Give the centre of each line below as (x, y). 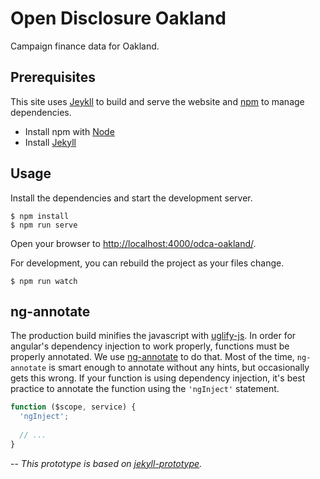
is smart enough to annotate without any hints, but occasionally (179, 368)
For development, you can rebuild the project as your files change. (147, 263)
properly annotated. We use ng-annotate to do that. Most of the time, (152, 357)
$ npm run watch (44, 281)
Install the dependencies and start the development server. (131, 198)
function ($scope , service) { (73, 407)
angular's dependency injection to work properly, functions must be (150, 346)
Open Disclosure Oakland (118, 18)
